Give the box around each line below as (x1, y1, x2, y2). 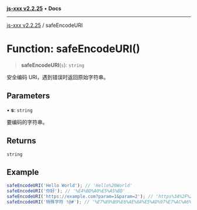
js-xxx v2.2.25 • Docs (6, 5, 61, 12)
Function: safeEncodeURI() (6, 42, 140, 56)
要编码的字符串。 (6, 118, 48, 125)
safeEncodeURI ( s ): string (20, 61, 85, 68)
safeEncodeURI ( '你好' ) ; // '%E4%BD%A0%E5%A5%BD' (6, 188, 126, 194)
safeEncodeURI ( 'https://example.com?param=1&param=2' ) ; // (6, 194, 154, 199)
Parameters (6, 91, 50, 101)
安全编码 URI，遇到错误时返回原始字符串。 (6, 73, 109, 81)
